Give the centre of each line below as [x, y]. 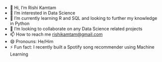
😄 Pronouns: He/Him [32, 41]
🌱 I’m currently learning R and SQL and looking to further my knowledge [83, 18]
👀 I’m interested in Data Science [42, 13]
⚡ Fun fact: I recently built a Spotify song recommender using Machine [82, 47]
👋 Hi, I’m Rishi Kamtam [33, 8]
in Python [20, 23]
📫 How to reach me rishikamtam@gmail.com [56, 34]
